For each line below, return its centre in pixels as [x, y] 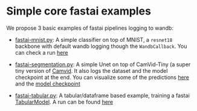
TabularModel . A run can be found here [64, 102]
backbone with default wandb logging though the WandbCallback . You [101, 46]
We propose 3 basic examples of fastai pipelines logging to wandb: [90, 28]
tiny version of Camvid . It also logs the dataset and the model [91, 70]
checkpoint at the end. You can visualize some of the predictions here [102, 77]
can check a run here [41, 52]
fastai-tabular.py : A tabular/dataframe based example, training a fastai [102, 95]
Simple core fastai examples [79, 11]
